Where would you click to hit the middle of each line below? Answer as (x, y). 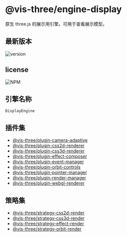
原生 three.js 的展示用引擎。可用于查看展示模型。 (56, 24)
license (17, 70)
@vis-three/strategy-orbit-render (47, 229)
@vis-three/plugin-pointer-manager (50, 172)
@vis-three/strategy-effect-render (48, 224)
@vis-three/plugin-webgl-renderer (48, 183)
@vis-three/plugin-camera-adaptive (50, 140)
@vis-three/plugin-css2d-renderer (48, 146)
